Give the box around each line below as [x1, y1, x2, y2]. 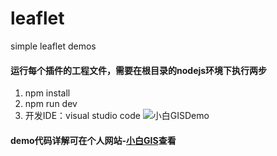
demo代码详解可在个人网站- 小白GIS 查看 [10, 134, 177, 146]
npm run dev [24, 98, 78, 110]
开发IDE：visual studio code [24, 110, 141, 122]
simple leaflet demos [10, 40, 97, 52]
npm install [24, 87, 71, 99]
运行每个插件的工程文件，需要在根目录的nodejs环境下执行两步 [10, 64, 268, 76]
